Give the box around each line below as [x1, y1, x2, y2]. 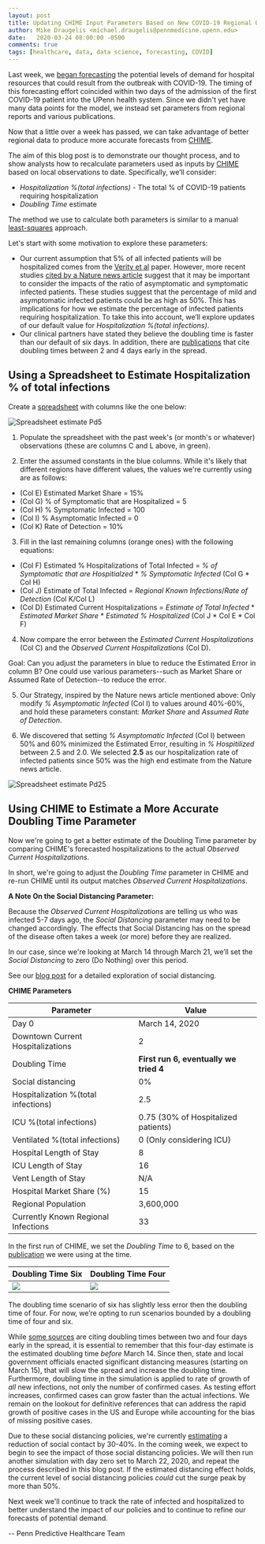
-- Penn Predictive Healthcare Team [8, 1528, 125, 1538]
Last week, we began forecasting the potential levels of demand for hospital [8, 70, 255, 79]
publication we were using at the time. [8, 1249, 132, 1259]
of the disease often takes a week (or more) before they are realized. [8, 931, 231, 941]
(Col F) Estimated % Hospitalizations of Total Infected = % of [19, 561, 218, 570]
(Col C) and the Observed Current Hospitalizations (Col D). [19, 643, 211, 652]
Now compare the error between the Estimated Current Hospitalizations [19, 634, 254, 643]
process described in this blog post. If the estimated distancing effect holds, [8, 1464, 256, 1474]
